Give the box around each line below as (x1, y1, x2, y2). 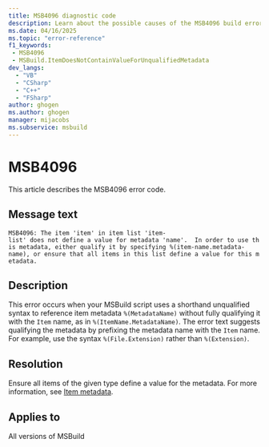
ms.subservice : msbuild (8, 123, 88, 131)
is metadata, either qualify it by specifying (8, 243, 167, 251)
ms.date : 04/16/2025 (8, 26, 78, 34)
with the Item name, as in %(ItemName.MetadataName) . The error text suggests (8, 317, 260, 327)
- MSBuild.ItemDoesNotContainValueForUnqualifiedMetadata (11, 57, 210, 65)
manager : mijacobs (8, 116, 70, 124)
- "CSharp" (15, 79, 52, 87)
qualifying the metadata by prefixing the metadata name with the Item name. (8, 325, 260, 335)
